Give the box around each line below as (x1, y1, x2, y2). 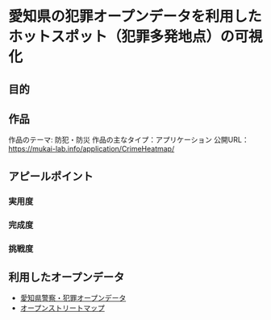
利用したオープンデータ (8, 270, 125, 284)
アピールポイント (8, 169, 94, 183)
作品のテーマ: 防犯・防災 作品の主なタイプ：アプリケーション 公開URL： (8, 135, 249, 145)
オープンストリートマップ (19, 303, 105, 313)
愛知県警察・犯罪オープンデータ (19, 293, 127, 303)
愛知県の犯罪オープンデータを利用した (8, 7, 262, 26)
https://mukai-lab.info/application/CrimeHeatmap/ (8, 144, 175, 154)
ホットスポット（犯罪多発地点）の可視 (8, 27, 264, 46)
